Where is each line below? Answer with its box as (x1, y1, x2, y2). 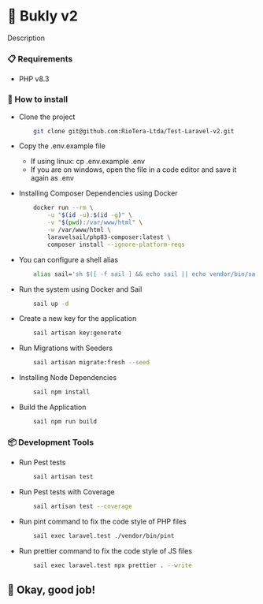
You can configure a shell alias (18, 255, 119, 264)
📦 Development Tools (7, 437, 94, 448)
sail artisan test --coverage (33, 502, 132, 511)
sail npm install (33, 388, 90, 397)
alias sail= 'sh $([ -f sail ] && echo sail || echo (33, 270, 206, 278)
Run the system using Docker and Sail (18, 284, 143, 294)
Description (7, 33, 45, 43)
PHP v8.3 (18, 74, 50, 84)
